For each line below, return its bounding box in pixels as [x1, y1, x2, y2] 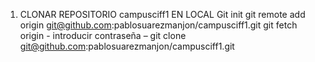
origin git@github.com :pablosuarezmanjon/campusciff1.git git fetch [19, 19, 298, 31]
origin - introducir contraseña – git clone [19, 30, 187, 41]
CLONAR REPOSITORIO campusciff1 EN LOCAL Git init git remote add [19, 9, 306, 20]
